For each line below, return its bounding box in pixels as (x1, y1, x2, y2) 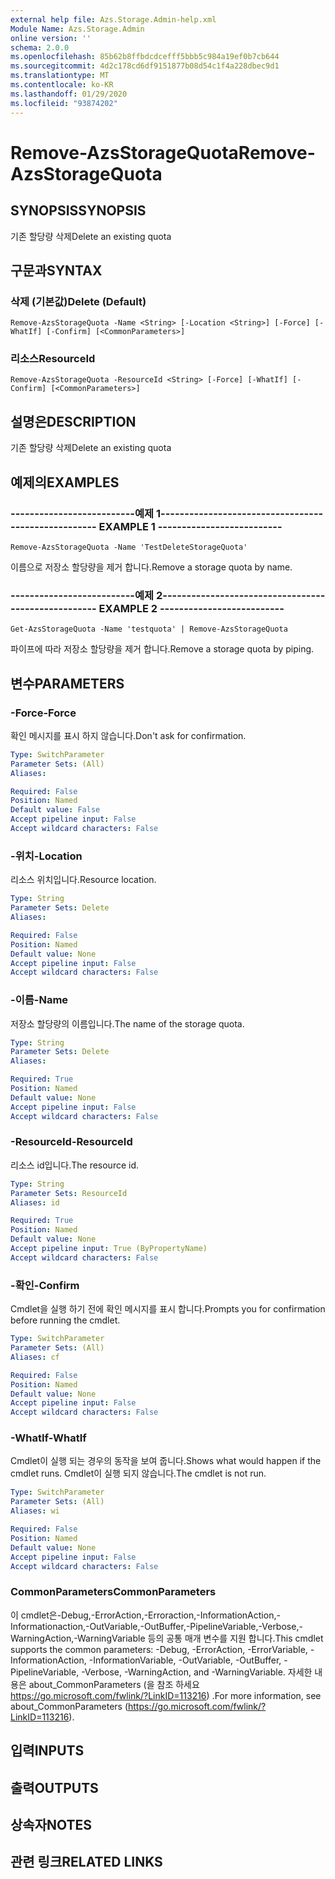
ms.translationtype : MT (10, 71, 110, 81)
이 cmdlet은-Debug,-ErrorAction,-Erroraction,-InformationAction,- (10, 1609, 281, 1621)
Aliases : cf (10, 1352, 60, 1362)
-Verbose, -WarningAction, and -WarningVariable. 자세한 (81, 1666, 313, 1678)
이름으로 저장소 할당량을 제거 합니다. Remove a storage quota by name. (10, 561, 293, 573)
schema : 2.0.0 (10, 42, 70, 53)
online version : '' (10, 33, 92, 43)
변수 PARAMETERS (10, 675, 125, 692)
